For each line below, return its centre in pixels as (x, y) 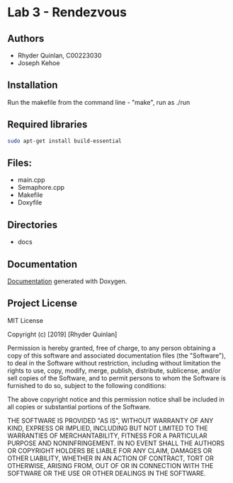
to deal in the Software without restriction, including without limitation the (114, 363)
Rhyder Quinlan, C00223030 (59, 55)
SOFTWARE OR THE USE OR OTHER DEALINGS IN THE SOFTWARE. (107, 473)
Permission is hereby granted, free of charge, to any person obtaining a (112, 348)
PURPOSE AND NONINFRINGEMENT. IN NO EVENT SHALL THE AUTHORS (116, 443)
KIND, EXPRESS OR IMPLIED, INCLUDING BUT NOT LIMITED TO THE (108, 428)
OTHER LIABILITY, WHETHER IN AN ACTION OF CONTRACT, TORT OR (110, 458)
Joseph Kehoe (39, 63)
